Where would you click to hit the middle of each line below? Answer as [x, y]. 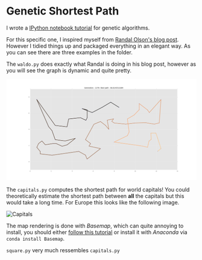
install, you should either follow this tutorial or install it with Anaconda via [97, 232]
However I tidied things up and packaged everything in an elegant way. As [99, 46]
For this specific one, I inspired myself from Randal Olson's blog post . [93, 39]
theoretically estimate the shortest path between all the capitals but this [95, 196]
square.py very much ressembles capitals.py [63, 250]
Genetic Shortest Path [63, 11]
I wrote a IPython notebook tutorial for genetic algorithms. [78, 28]
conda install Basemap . [36, 239]
